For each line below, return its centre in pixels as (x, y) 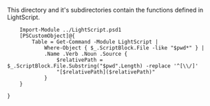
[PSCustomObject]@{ (48, 36)
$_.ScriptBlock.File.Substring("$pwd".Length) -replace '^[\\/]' (103, 66)
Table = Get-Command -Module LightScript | (95, 42)
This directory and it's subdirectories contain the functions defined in (105, 10)
